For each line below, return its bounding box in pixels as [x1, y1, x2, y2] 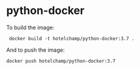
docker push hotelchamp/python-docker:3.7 [6, 58, 116, 64]
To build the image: [6, 24, 55, 31]
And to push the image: [6, 46, 65, 54]
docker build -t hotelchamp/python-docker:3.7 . [9, 35, 135, 41]
